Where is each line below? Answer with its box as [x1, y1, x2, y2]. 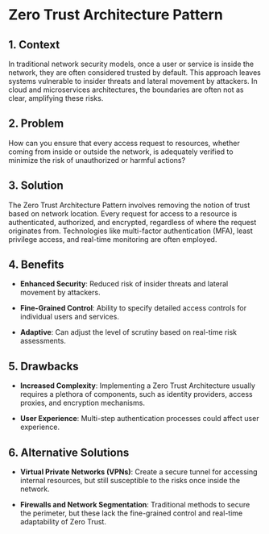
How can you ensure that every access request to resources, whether [8, 138, 240, 148]
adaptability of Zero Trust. [19, 517, 107, 527]
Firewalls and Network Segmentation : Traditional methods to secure [19, 500, 250, 510]
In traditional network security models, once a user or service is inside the [8, 59, 255, 69]
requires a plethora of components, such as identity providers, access [19, 390, 253, 399]
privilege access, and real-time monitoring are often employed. [8, 234, 217, 244]
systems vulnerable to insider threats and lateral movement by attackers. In [8, 77, 258, 86]
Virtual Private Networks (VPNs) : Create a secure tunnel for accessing [19, 467, 258, 477]
